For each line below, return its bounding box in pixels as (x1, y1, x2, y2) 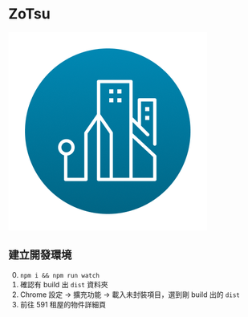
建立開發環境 (8, 248, 72, 262)
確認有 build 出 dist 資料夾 (19, 279, 108, 289)
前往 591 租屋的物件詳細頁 (19, 299, 107, 309)
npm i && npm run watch (19, 271, 100, 279)
